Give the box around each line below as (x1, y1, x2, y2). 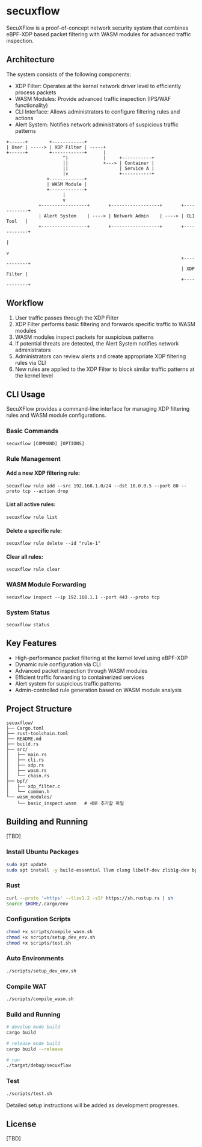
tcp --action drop (22, 488, 69, 494)
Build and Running (6, 1010, 61, 1018)
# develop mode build (6, 1024, 61, 1030)
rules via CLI (14, 359, 46, 366)
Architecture (6, 54, 55, 65)
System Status (6, 608, 50, 617)
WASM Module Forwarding (6, 580, 87, 589)
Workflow (6, 298, 44, 309)
